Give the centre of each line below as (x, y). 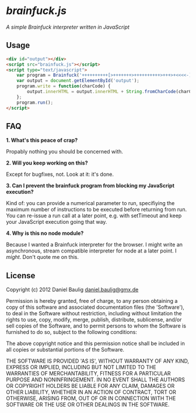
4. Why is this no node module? (45, 233)
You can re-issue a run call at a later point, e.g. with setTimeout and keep (94, 216)
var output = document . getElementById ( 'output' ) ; (78, 81)
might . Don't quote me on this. (43, 257)
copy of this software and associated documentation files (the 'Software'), (95, 307)
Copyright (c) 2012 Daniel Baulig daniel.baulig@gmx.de (72, 290)
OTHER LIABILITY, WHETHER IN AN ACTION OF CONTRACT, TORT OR (91, 392)
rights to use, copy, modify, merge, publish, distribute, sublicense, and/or (94, 320)
